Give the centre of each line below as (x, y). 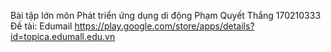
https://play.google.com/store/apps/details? (164, 26)
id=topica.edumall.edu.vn (63, 36)
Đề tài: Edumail (41, 26)
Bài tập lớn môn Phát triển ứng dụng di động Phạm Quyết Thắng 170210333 (166, 15)
